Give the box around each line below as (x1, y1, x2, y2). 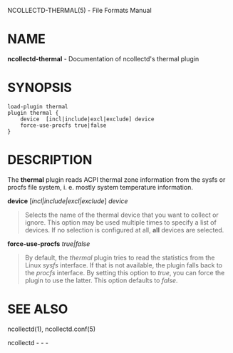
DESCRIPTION (7, 152, 93, 168)
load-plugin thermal (7, 103, 69, 110)
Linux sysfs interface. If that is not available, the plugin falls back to (24, 260, 223, 270)
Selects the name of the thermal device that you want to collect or (24, 210, 219, 219)
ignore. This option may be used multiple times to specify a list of (24, 218, 217, 227)
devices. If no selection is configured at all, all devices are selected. (24, 225, 224, 234)
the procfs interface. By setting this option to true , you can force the (24, 268, 225, 277)
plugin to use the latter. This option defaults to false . (24, 276, 178, 285)
